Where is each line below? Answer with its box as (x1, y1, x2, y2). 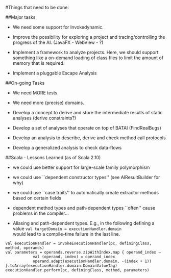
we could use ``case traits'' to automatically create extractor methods (12, 190, 159, 195)
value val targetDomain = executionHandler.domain (12, 225, 121, 232)
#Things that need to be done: (5, 5, 69, 10)
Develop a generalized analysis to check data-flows (12, 145, 122, 150)
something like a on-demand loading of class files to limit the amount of (12, 55, 164, 61)
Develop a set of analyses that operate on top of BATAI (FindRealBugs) (12, 125, 162, 131)
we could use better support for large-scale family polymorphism (12, 164, 150, 170)
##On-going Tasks (5, 80, 45, 86)
